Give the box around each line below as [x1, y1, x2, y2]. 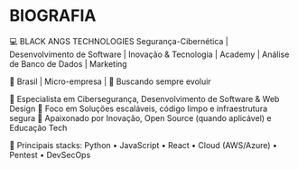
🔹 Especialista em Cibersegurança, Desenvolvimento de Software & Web [9, 93, 280, 104]
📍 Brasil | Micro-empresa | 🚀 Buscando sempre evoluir [9, 76, 211, 87]
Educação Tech [9, 122, 68, 133]
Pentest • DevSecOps [9, 149, 91, 160]
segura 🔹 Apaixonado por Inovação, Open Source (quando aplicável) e [9, 112, 272, 123]
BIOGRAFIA [9, 5, 97, 26]
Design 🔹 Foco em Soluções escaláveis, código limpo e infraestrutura [9, 103, 268, 114]
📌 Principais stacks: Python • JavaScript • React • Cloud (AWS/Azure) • [9, 139, 278, 150]
